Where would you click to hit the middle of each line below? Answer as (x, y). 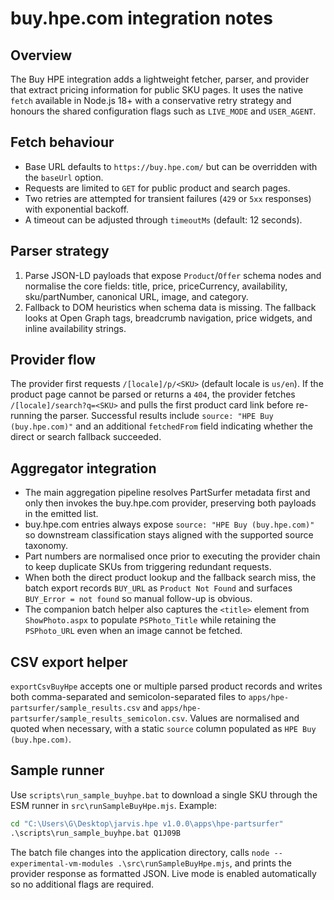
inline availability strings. (75, 328)
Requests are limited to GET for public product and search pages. (157, 188)
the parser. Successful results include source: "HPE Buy (159, 416)
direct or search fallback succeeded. (86, 437)
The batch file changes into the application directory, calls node (140, 852)
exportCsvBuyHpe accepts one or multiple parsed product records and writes (166, 686)
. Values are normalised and (242, 718)
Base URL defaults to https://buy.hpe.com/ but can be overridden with (171, 166)
